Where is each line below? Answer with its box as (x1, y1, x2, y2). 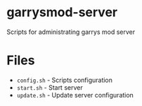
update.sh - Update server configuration (16, 90, 134, 99)
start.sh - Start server (16, 83, 83, 92)
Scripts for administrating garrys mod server (6, 28, 135, 36)
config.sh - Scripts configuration (16, 76, 113, 84)
